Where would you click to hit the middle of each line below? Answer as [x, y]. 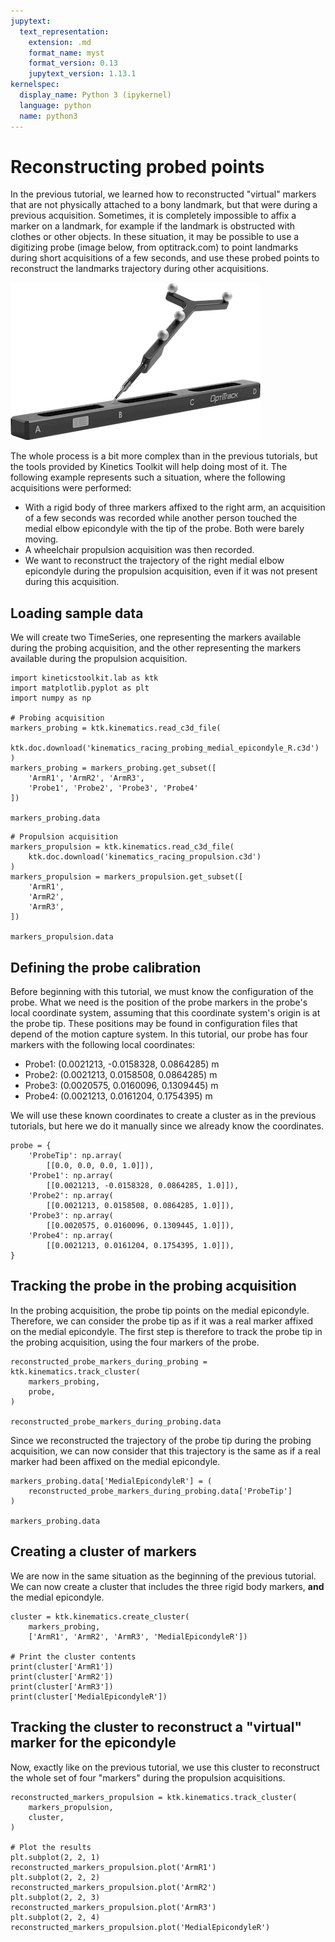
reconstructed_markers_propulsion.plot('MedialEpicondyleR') [140, 1927]
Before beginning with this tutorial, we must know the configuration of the [162, 992]
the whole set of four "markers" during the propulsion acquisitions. [148, 1777]
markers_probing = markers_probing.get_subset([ [113, 768]
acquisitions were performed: [71, 488]
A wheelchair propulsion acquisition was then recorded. [139, 550]
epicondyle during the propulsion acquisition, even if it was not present [171, 571]
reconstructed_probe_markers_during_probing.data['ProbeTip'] [160, 1491]
